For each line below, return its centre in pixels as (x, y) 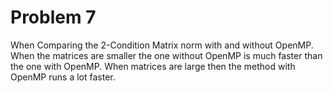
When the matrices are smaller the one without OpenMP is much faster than (166, 55)
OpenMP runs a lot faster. (63, 77)
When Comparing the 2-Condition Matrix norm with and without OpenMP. (162, 45)
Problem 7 (53, 17)
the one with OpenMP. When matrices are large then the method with (153, 66)
